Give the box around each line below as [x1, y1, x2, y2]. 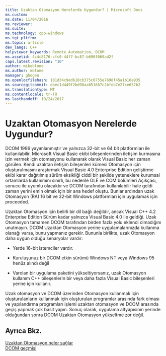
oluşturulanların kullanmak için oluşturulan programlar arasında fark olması [5, 296, 160, 302]
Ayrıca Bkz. [5, 326, 42, 335]
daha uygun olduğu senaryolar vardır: [5, 235, 83, 242]
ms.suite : [5, 26, 26, 31]
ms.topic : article [5, 40, 44, 45]
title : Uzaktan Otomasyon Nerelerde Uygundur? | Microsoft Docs [5, 7, 143, 13]
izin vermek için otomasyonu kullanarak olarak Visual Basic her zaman [5, 156, 151, 162]
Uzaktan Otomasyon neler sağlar [5, 340, 73, 345]
